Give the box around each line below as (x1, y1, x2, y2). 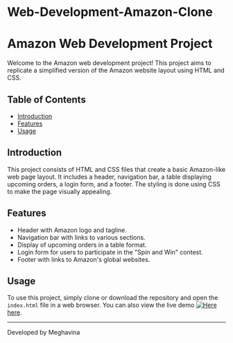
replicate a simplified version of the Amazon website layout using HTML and (7, 67, 225, 75)
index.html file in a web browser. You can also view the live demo (7, 301, 195, 309)
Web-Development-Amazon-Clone (7, 4, 213, 20)
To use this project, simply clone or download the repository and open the (7, 294, 218, 302)
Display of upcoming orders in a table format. (17, 240, 147, 249)
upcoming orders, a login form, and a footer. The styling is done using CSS (7, 179, 221, 188)
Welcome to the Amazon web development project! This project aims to (7, 59, 212, 67)
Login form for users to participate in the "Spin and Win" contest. (17, 247, 203, 256)
